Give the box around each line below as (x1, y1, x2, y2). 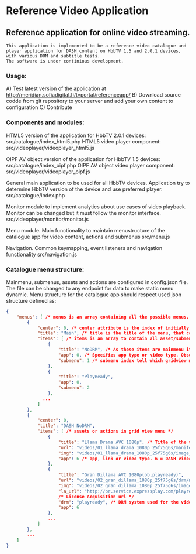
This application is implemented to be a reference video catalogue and (6, 43, 187, 49)
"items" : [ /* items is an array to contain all (37, 336, 158, 342)
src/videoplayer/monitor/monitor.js (6, 216, 89, 223)
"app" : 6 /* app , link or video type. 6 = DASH (58, 456, 176, 461)
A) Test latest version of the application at (6, 85, 107, 92)
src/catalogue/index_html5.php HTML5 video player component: (6, 138, 162, 145)
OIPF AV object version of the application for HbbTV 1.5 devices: (6, 155, 160, 162)
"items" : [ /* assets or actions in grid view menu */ (37, 429, 174, 435)
